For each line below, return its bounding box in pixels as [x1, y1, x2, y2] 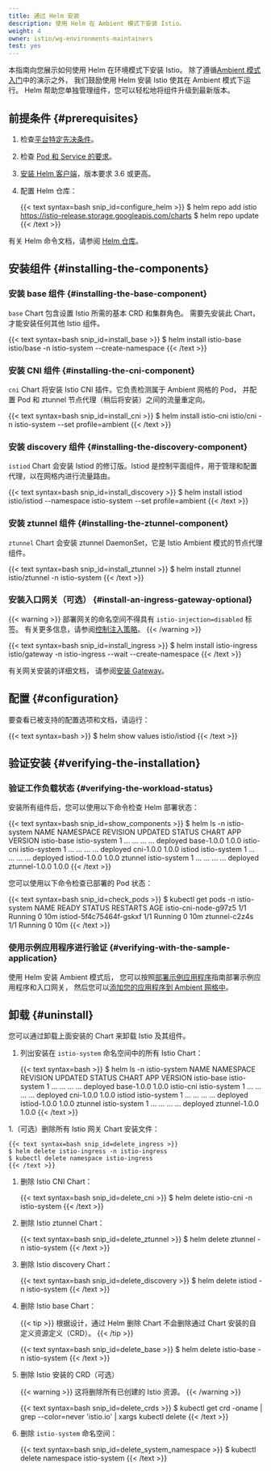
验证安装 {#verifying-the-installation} [8, 757, 201, 770]
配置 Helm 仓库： [19, 185, 77, 195]
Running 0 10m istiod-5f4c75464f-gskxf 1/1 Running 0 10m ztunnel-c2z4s [8, 912, 254, 922]
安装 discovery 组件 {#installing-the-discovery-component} [8, 441, 248, 452]
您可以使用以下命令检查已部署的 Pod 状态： [8, 879, 153, 888]
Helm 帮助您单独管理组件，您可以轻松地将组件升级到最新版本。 [23, 86, 236, 95]
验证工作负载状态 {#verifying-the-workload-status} [8, 782, 214, 794]
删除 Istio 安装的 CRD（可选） [19, 1370, 119, 1380]
